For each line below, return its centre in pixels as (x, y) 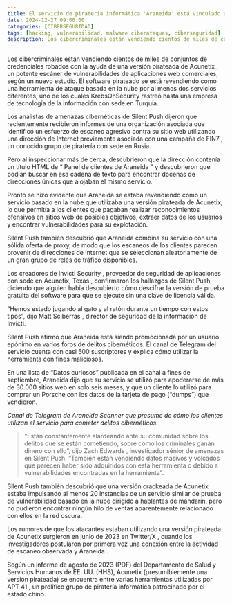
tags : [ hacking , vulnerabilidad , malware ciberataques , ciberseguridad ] (114, 33)
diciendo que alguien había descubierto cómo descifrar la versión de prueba (116, 288)
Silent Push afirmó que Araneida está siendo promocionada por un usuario (113, 337)
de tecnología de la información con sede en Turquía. (83, 103)
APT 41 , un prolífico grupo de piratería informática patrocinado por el (106, 587)
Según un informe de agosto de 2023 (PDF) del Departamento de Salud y (112, 565)
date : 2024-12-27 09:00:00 (46, 20)
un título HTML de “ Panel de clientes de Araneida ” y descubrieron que (109, 167)
